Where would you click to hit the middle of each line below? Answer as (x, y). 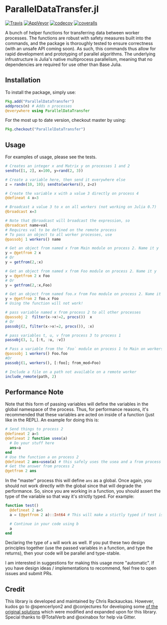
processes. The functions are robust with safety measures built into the (78, 38)
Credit (15, 589)
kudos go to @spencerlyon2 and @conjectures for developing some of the (82, 607)
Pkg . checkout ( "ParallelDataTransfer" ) (45, 129)
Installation (23, 80)
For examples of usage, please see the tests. (51, 157)
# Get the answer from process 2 (40, 466)
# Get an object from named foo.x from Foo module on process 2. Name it (83, 294)
